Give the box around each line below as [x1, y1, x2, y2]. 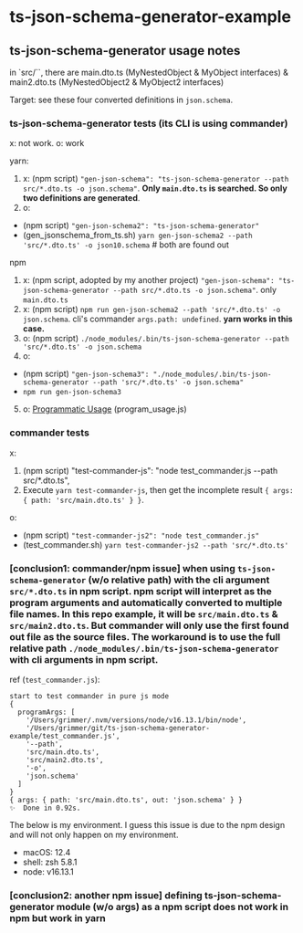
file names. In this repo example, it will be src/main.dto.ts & [9, 607, 278, 620]
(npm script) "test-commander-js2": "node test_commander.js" [22, 529, 260, 540]
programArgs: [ [17, 708, 76, 717]
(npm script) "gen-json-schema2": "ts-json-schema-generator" [22, 220, 260, 231]
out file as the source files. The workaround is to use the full [9, 630, 281, 643]
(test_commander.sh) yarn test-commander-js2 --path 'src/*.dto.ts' [22, 539, 289, 550]
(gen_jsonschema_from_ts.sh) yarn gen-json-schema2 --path [22, 230, 253, 241]
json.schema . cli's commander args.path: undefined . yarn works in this [22, 313, 294, 325]
